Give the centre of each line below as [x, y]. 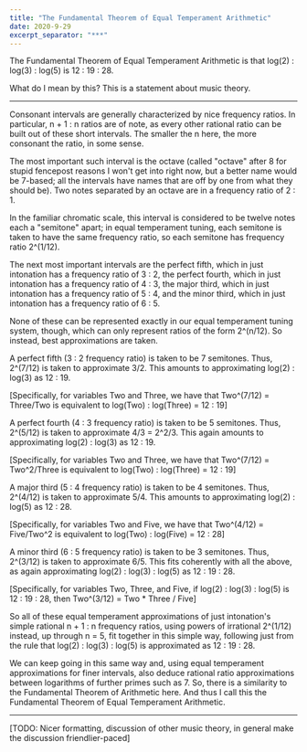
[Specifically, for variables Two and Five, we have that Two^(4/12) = [137, 524]
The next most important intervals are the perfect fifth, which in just [137, 265]
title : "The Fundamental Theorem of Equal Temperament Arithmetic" [141, 18]
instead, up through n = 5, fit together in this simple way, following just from [152, 636]
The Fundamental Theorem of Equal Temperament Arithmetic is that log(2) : [152, 61]
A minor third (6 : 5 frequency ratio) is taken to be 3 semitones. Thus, [139, 552]
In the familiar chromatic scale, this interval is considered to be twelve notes [153, 218]
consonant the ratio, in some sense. [77, 143]
